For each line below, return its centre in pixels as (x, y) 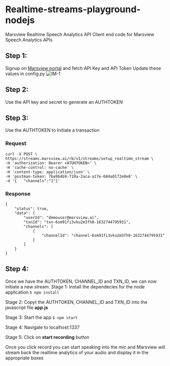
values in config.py (25, 74)
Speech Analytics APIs (29, 40)
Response (18, 193)
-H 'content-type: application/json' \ (48, 172)
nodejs (20, 20)
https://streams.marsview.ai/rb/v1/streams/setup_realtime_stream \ (79, 158)
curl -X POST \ (21, 154)
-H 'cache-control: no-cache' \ (39, 167)
